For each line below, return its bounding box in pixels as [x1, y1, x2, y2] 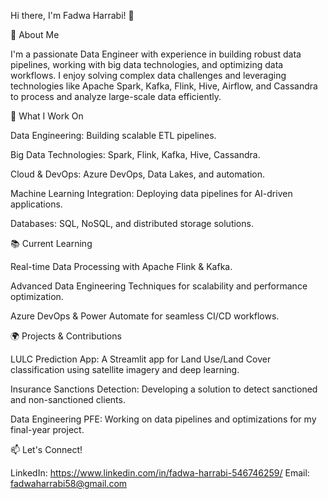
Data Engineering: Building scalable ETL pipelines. [10, 130, 217, 141]
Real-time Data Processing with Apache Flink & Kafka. [10, 261, 233, 272]
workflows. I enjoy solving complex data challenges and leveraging [10, 70, 287, 81]
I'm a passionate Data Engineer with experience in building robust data [10, 48, 302, 60]
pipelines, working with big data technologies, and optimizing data [10, 59, 284, 70]
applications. [10, 198, 63, 210]
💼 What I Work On [10, 110, 84, 122]
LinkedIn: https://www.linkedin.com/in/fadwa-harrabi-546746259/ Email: [10, 467, 310, 479]
